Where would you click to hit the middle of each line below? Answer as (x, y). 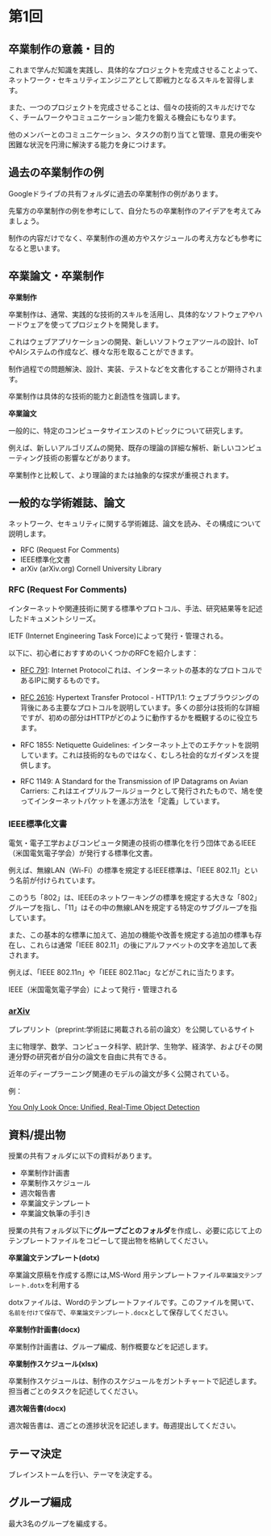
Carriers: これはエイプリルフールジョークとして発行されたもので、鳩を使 (141, 791)
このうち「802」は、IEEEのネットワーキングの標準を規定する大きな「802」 (135, 897)
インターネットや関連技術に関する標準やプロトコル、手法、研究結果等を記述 (135, 608)
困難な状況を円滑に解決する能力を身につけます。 (90, 145)
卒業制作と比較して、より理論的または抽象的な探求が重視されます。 (121, 475)
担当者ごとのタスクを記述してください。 (75, 1391)
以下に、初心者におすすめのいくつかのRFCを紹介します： (104, 652)
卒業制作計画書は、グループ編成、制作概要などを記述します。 (110, 1347)
